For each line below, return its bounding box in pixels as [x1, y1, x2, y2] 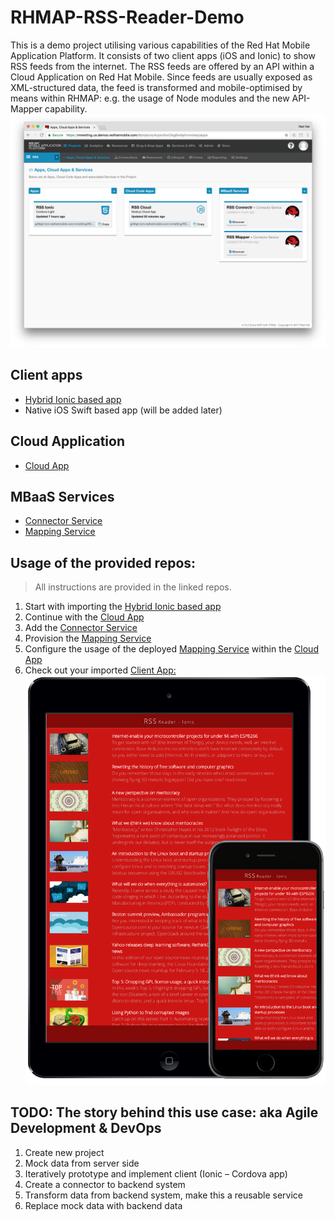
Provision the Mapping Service [24, 632, 152, 645]
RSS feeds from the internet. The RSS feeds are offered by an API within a [10, 60, 315, 72]
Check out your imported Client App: [24, 664, 177, 676]
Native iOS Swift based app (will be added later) [24, 404, 223, 416]
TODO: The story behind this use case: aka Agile [10, 1104, 319, 1121]
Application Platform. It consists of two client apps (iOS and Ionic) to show [10, 49, 316, 61]
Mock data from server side [24, 1157, 140, 1169]
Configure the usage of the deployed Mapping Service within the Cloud [24, 643, 319, 655]
